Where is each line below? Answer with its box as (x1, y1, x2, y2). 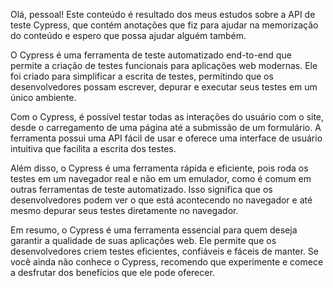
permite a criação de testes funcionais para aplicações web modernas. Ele (10, 60, 318, 71)
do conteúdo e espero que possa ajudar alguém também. (10, 30, 247, 41)
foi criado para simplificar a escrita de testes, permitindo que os (10, 70, 274, 82)
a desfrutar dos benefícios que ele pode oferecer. (10, 267, 215, 278)
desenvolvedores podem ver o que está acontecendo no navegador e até (10, 194, 313, 206)
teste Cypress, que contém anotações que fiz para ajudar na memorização (10, 19, 319, 31)
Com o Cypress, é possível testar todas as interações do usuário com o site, (10, 111, 325, 123)
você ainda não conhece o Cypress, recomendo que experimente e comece (10, 256, 324, 268)
